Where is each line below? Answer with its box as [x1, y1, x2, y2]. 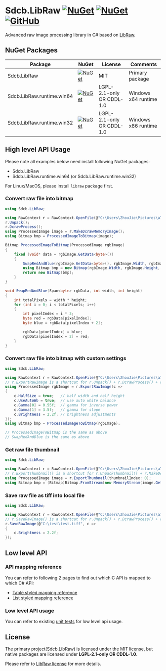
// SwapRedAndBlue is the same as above [5, 435, 90, 440]
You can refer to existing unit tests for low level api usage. [5, 619, 123, 625]
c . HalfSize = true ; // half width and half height [14, 394, 125, 399]
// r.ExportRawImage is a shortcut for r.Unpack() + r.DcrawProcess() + [5, 380, 158, 385]
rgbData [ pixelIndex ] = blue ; [23, 329, 83, 334]
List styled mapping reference [12, 595, 74, 601]
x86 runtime [128, 122, 157, 129]
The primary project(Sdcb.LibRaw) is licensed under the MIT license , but [5, 646, 153, 652]
